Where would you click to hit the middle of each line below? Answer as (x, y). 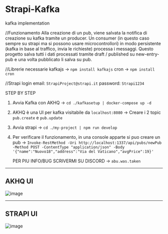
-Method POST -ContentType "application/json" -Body (68, 147)
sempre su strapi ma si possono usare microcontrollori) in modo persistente (83, 43)
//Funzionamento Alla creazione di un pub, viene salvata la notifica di (76, 33)
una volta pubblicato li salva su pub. (55, 59)
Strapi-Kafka (32, 9)
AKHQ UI (19, 181)
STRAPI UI (21, 214)
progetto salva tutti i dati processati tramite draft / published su (70, 54)
